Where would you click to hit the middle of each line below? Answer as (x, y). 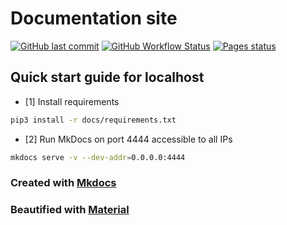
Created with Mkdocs (63, 183)
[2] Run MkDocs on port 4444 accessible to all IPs (128, 139)
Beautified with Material (70, 210)
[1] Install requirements (72, 101)
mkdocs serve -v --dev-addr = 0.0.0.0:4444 (98, 157)
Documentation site (94, 18)
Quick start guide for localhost (107, 77)
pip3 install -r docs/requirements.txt (93, 120)
